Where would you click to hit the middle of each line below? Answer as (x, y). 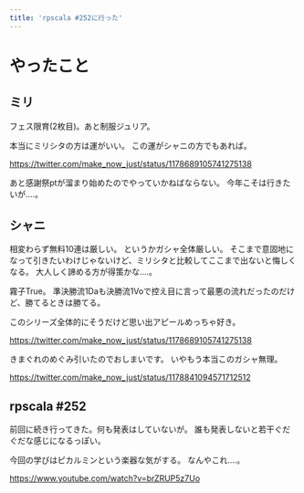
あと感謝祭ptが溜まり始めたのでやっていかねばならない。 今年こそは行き (146, 183)
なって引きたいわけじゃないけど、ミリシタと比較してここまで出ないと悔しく (153, 260)
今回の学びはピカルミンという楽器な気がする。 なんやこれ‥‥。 (127, 460)
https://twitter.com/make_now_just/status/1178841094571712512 (130, 378)
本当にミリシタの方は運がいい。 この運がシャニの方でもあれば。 (131, 145)
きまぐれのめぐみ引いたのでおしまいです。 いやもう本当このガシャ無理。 (146, 359)
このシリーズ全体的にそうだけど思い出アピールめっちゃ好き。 (125, 322)
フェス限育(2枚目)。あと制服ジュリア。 (82, 126)
